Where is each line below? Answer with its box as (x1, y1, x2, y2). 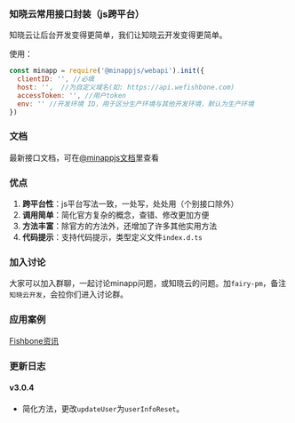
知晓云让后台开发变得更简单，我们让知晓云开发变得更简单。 (9, 29, 227, 41)
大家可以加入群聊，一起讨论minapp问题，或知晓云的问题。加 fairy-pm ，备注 (9, 278, 287, 289)
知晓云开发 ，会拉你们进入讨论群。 (9, 289, 129, 299)
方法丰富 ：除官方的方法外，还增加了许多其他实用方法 (21, 220, 218, 232)
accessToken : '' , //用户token (17, 91, 126, 100)
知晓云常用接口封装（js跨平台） (9, 7, 145, 20)
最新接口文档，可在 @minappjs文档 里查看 (9, 152, 160, 163)
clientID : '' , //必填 (17, 75, 95, 84)
